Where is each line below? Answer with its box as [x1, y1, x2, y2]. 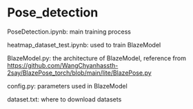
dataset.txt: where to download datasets [7, 95, 122, 104]
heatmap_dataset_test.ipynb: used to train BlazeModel [7, 40, 161, 49]
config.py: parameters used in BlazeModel [7, 82, 128, 90]
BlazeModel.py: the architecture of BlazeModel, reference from [7, 53, 186, 62]
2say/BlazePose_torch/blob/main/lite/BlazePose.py [7, 69, 152, 77]
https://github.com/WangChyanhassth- [7, 61, 119, 69]
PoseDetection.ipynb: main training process [7, 27, 131, 36]
